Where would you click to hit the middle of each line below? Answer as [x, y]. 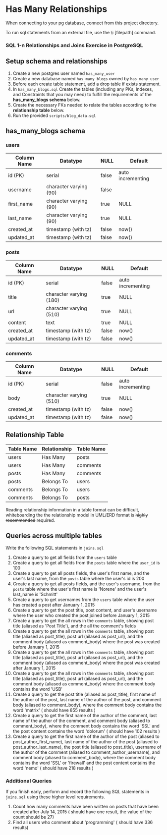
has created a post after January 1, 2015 [54, 605]
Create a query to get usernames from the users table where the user [84, 599]
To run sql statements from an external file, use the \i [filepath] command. [81, 32]
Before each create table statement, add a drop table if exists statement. [87, 84]
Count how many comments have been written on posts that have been [86, 806]
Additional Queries [29, 780]
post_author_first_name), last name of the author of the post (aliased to [85, 741]
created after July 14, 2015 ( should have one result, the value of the [82, 812]
